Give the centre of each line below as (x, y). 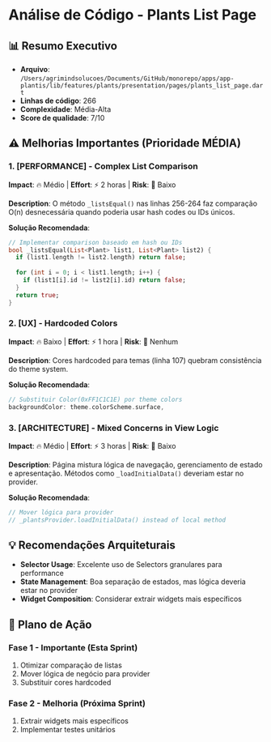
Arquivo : (35, 69)
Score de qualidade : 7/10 (62, 118)
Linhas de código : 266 (58, 100)
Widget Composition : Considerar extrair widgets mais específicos (131, 599)
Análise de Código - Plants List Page (133, 15)
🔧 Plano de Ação (50, 624)
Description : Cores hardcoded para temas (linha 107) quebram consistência (135, 360)
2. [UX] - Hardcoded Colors (63, 323)
